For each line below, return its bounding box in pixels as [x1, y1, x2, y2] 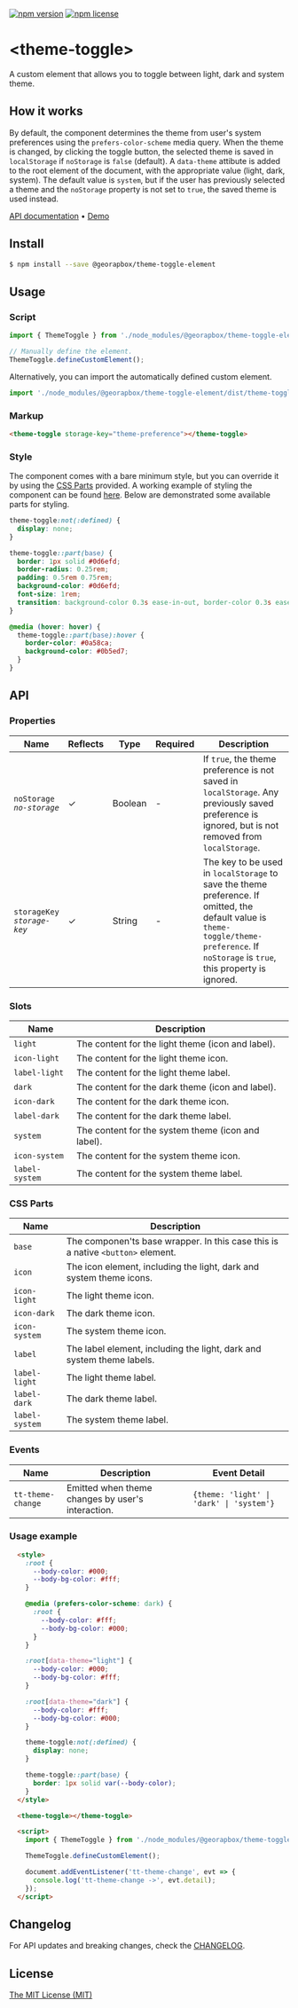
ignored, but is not [202, 819, 279, 831]
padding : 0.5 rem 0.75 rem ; [17, 573, 114, 583]
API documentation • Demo [9, 210, 110, 221]
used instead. [9, 193, 59, 204]
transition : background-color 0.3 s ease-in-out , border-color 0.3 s [17, 598, 272, 607]
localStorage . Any [202, 786, 279, 798]
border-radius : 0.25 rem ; [17, 565, 109, 574]
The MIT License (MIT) [9, 1989, 93, 2000]
